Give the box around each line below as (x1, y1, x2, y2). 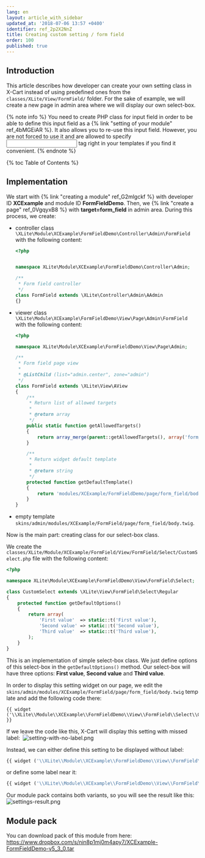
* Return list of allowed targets (29, 400, 117, 406)
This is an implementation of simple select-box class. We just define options (6, 656, 198, 664)
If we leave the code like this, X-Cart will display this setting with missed (6, 727, 188, 735)
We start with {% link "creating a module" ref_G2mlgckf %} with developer (6, 193, 193, 200)
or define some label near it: (6, 769, 77, 776)
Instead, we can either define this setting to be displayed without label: (6, 746, 184, 753)
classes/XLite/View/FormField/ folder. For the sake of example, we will (6, 95, 185, 102)
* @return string (29, 468, 73, 474)
